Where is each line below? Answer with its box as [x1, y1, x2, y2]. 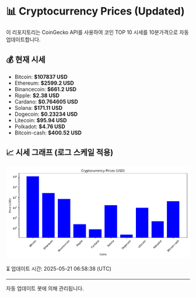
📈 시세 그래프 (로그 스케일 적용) [6, 147, 114, 158]
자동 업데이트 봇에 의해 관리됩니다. [6, 285, 84, 292]
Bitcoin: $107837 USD [14, 73, 68, 80]
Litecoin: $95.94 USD [14, 116, 67, 123]
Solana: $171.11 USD [14, 104, 63, 111]
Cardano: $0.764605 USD [14, 98, 79, 105]
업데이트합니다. [6, 36, 41, 43]
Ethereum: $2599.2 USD [14, 80, 74, 87]
